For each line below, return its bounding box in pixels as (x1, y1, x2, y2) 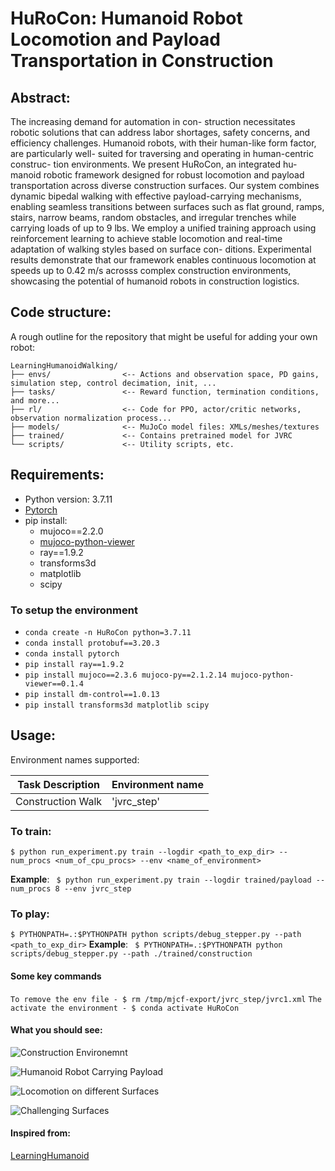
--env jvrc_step (63, 884, 132, 894)
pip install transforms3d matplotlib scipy (24, 700, 210, 710)
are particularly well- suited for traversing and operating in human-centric (10, 148, 314, 159)
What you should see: (10, 1024, 103, 1036)
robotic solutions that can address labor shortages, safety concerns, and (10, 127, 311, 138)
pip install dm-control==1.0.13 (24, 689, 160, 699)
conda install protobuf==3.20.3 (24, 638, 160, 648)
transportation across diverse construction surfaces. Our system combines (10, 180, 320, 191)
